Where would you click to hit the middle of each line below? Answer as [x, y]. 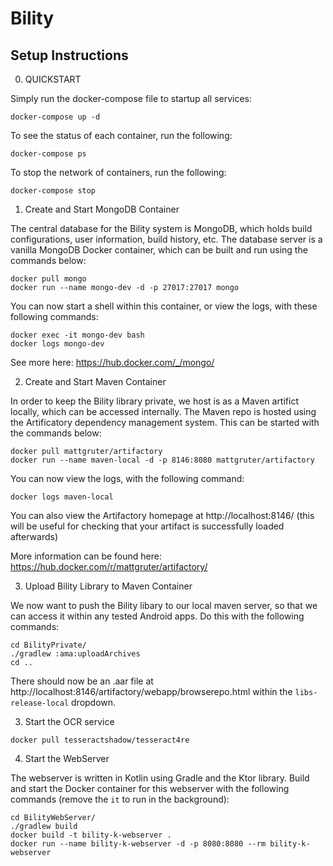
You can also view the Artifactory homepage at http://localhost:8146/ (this [162, 515]
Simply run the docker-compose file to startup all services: [131, 98]
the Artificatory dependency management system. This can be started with [165, 422]
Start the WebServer [67, 758]
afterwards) [34, 536]
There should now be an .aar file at [82, 681]
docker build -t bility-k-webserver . [91, 835]
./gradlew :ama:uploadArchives [75, 654]
